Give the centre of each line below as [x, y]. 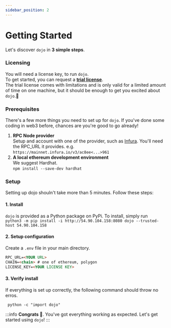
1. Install [14, 204]
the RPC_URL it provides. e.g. [44, 147]
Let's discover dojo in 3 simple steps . [45, 50]
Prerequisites [22, 109]
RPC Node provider [34, 136]
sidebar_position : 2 [27, 10]
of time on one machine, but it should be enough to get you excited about [83, 90]
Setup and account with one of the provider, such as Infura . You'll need [88, 141]
